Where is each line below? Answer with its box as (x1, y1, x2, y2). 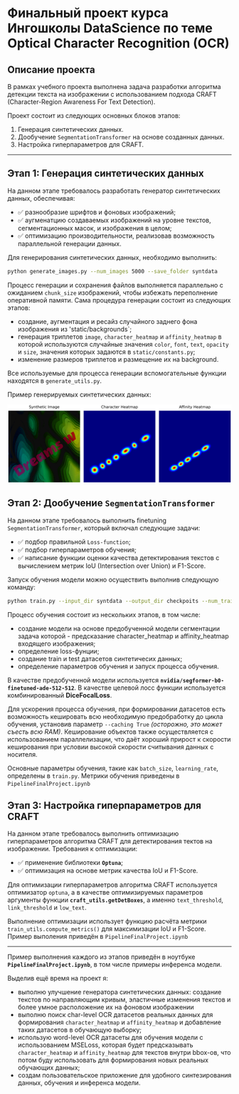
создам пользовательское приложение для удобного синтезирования (17, 1071, 232, 1080)
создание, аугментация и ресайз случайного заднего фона (17, 317, 198, 325)
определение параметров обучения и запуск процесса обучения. (17, 662, 219, 670)
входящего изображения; (17, 639, 96, 648)
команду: (7, 582, 36, 591)
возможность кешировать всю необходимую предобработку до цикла (7, 712, 223, 720)
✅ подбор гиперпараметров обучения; (17, 545, 137, 554)
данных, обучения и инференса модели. (17, 1078, 141, 1087)
